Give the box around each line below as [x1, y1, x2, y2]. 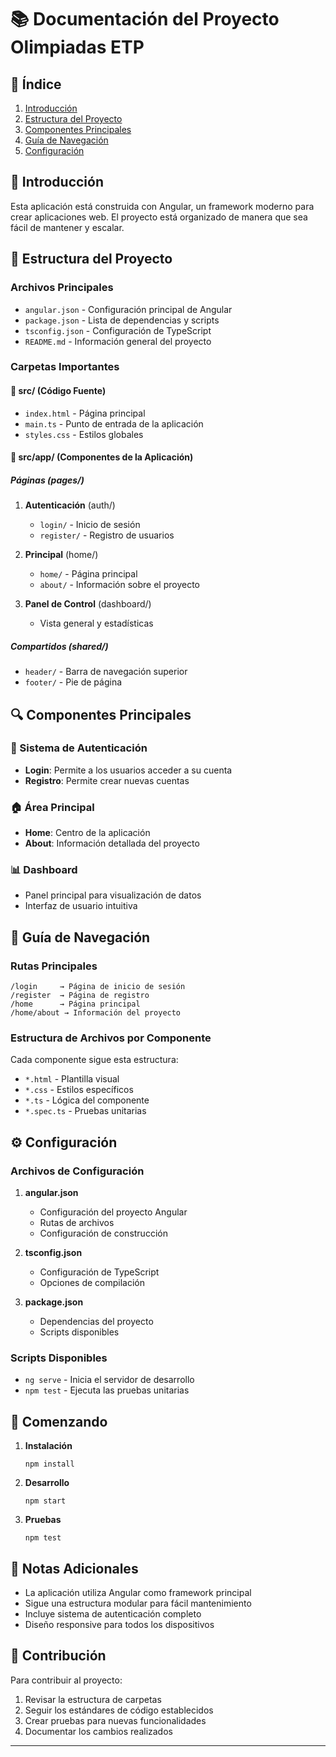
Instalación [24, 1440, 73, 1452]
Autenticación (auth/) [24, 499, 116, 511]
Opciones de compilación [39, 1277, 146, 1289]
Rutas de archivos [39, 1217, 115, 1229]
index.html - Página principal [24, 407, 146, 419]
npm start [24, 1496, 67, 1506]
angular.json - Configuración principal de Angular [24, 303, 233, 315]
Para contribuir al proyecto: [10, 1674, 123, 1686]
